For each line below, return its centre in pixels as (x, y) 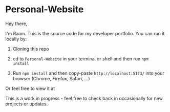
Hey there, (16, 24)
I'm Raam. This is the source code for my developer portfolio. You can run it (85, 33)
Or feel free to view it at (30, 88)
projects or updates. (27, 104)
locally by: (16, 39)
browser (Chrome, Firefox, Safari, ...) (51, 78)
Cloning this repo (31, 49)
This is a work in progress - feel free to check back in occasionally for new (84, 98)
